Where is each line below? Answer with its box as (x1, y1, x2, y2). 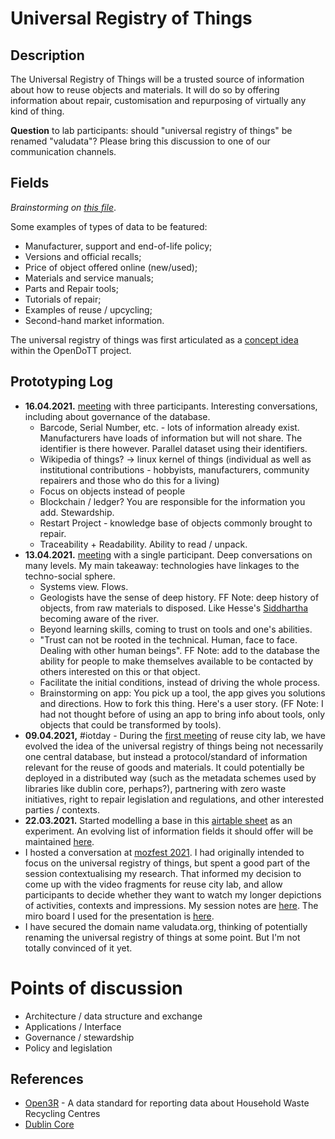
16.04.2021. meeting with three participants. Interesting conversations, (24, 400, 318, 412)
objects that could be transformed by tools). (39, 718, 222, 731)
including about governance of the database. (24, 410, 211, 422)
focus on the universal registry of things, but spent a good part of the (24, 857, 311, 869)
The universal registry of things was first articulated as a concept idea (10, 333, 299, 346)
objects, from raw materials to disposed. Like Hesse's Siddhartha (39, 602, 309, 614)
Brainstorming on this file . (10, 201, 117, 213)
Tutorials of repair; (24, 293, 102, 305)
